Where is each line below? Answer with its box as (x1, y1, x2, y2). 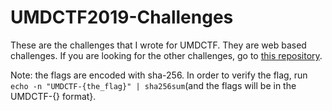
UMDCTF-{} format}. (10, 90, 97, 102)
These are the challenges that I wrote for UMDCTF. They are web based (10, 39, 307, 51)
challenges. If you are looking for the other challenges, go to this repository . (10, 49, 323, 61)
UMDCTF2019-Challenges (10, 6, 234, 29)
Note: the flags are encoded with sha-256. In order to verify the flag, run (10, 69, 308, 81)
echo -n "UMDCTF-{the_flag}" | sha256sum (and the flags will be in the (10, 79, 297, 91)
